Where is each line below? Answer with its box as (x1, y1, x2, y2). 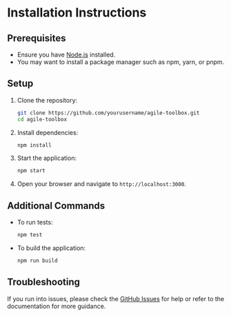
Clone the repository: (17, 96, 78, 104)
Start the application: (17, 154, 77, 163)
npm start (17, 167, 46, 174)
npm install (17, 141, 52, 149)
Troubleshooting (7, 276, 81, 288)
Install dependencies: (17, 128, 79, 136)
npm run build (17, 257, 58, 264)
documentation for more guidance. (7, 302, 106, 310)
